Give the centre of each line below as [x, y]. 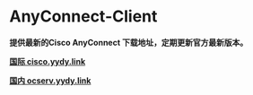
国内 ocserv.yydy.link [50, 80]
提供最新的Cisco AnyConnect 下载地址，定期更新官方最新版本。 [129, 42]
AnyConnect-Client [83, 17]
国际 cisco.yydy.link [48, 61]
